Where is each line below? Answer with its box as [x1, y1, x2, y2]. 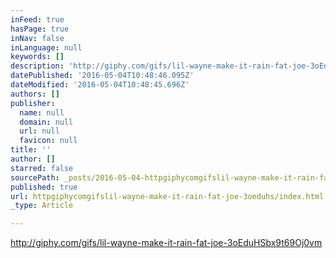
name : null [19, 107, 65, 118]
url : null [19, 126, 60, 136]
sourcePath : [10, 172, 60, 183]
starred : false [10, 163, 74, 173]
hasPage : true [10, 24, 70, 34]
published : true [10, 182, 78, 192]
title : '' [10, 145, 52, 155]
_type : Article [10, 201, 74, 211]
